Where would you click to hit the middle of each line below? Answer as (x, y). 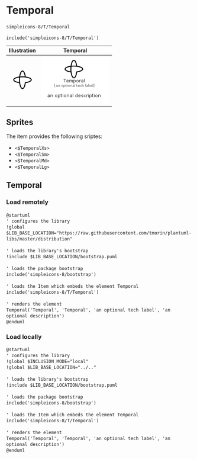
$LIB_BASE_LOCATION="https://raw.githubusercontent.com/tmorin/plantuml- (99, 233)
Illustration (22, 50)
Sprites (20, 122)
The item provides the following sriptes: (54, 136)
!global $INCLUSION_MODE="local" (47, 361)
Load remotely (28, 202)
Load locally (24, 336)
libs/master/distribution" (39, 239)
